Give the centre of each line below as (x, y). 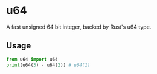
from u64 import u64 (32, 59)
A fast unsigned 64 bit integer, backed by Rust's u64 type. (79, 27)
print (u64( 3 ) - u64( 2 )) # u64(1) (48, 65)
